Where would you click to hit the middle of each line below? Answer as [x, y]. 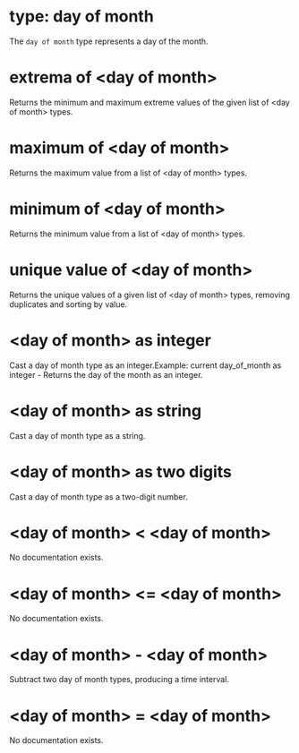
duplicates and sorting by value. [68, 304]
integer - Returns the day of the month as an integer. [106, 374]
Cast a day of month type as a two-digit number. [98, 496]
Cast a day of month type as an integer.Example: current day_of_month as [145, 365]
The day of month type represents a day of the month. [109, 41]
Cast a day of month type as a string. [77, 435]
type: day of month [81, 17]
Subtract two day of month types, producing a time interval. [120, 680]
